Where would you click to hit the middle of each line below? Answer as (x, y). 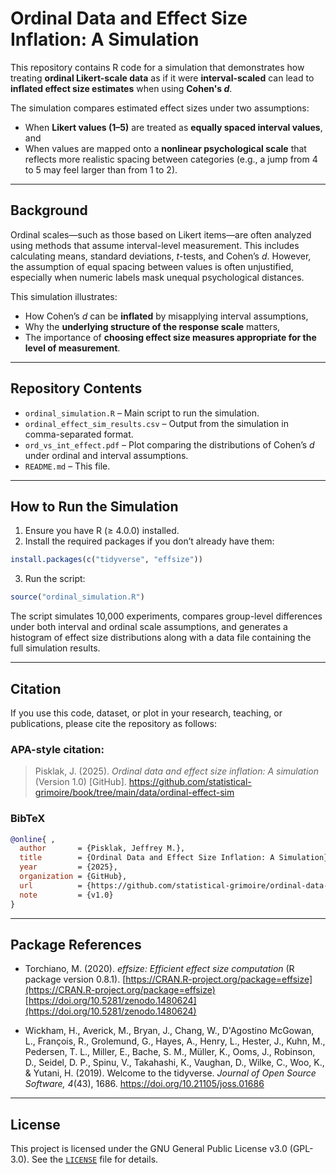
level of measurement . (72, 348)
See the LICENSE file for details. (95, 1159)
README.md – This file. (67, 466)
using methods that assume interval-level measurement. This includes (155, 245)
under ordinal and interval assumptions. (106, 455)
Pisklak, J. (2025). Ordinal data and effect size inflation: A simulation (177, 771)
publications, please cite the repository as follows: (113, 723)
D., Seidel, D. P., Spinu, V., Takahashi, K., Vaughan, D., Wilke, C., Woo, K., (174, 1063)
